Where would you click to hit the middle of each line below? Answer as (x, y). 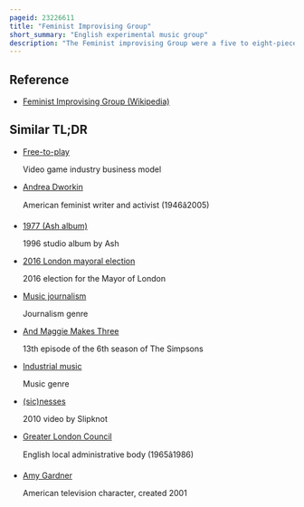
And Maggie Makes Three (71, 330)
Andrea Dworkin (52, 187)
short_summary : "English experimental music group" (109, 34)
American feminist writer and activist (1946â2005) (116, 205)
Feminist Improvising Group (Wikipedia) (96, 101)
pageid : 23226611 (42, 18)
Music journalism (54, 296)
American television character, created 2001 (104, 493)
